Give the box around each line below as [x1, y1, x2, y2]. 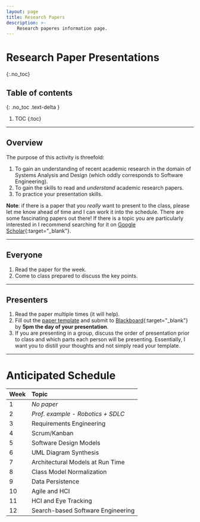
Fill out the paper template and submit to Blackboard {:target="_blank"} [14, 317, 189, 324]
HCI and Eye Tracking [32, 497, 92, 505]
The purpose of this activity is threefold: [6, 153, 105, 161]
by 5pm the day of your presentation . [14, 323, 109, 331]
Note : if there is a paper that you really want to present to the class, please [6, 202, 190, 209]
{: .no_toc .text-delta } [6, 103, 60, 111]
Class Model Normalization [32, 468, 107, 476]
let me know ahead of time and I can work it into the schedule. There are [6, 208, 185, 215]
